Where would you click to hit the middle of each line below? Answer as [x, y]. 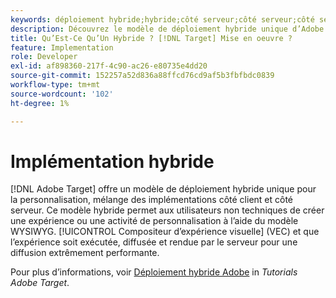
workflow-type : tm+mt [55, 85]
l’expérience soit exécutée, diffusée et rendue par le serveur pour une [154, 242]
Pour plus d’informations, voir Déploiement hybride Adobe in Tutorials [154, 272]
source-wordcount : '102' [62, 94]
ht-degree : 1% [40, 103]
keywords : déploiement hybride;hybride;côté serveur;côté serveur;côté [162, 19]
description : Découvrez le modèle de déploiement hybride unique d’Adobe [167, 29]
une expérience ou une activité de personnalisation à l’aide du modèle [154, 221]
